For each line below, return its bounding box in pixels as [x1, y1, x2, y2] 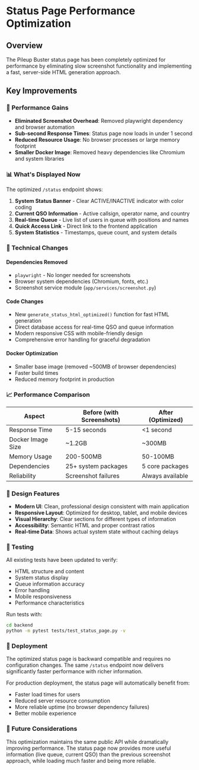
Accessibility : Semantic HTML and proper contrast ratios [14, 522, 155, 529]
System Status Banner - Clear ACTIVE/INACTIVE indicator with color [14, 197, 184, 204]
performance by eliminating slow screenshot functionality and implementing [6, 62, 192, 69]
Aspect [24, 412, 45, 420]
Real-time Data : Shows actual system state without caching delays [14, 528, 179, 535]
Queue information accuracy [14, 580, 85, 588]
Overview [6, 40, 43, 50]
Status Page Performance [6, 4, 136, 18]
